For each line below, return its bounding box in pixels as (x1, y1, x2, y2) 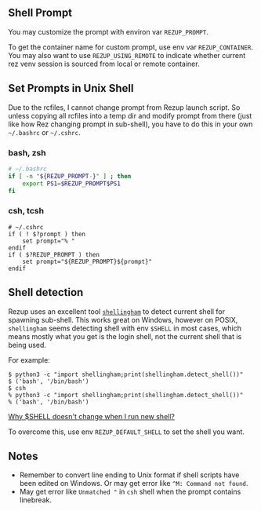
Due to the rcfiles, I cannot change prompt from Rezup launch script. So (8, 102, 241, 112)
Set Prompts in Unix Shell (8, 82, 134, 95)
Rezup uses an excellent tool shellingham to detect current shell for (8, 306, 226, 316)
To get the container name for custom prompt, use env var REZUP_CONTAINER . (8, 42, 253, 52)
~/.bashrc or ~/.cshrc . (8, 127, 81, 137)
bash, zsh (8, 147, 46, 158)
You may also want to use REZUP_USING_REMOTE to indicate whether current (8, 50, 246, 60)
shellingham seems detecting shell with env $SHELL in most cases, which (8, 323, 241, 333)
